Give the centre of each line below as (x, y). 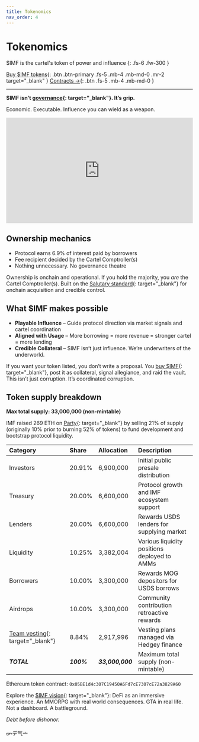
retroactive (153, 613)
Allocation (113, 451)
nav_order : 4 (22, 17)
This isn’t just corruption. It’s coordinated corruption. (70, 379)
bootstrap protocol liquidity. (40, 436)
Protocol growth (161, 485)
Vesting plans (157, 630)
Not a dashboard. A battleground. (47, 708)
